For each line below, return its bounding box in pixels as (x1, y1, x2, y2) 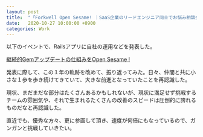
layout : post (6, 8, 39, 15)
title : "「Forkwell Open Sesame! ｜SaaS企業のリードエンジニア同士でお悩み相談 (6, 14, 196, 21)
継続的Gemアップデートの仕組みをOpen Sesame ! (6, 56, 130, 63)
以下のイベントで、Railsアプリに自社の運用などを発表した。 (6, 43, 156, 50)
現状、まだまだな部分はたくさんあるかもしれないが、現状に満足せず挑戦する (6, 89, 197, 97)
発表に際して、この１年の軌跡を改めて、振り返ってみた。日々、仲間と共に (6, 69, 191, 76)
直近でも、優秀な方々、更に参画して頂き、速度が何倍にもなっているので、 (6, 117, 190, 124)
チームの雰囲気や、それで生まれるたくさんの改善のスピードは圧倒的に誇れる (6, 97, 196, 104)
